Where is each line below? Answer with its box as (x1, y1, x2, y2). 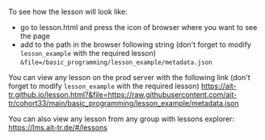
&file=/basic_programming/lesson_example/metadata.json (19, 58, 212, 66)
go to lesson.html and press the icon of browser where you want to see (19, 23, 258, 32)
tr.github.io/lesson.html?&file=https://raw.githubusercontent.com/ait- (8, 90, 238, 100)
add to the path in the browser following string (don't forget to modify (19, 40, 252, 49)
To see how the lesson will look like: (8, 7, 128, 16)
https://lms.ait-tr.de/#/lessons (8, 123, 107, 132)
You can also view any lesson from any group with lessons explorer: (8, 114, 235, 124)
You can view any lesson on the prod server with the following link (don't (8, 73, 250, 82)
